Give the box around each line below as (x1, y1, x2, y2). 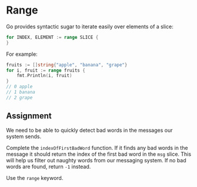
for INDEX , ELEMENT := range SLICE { (6, 34, 99, 40)
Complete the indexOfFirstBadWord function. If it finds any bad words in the (6, 144, 188, 151)
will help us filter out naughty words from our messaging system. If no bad (6, 156, 186, 163)
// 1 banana (6, 89, 35, 95)
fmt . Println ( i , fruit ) (16, 73, 72, 79)
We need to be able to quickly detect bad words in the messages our (6, 126, 173, 133)
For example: (6, 51, 38, 58)
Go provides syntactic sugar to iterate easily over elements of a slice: (6, 23, 173, 30)
